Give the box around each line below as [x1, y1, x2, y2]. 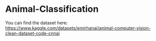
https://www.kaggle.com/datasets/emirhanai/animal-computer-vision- [5, 25, 151, 31]
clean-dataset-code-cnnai [5, 30, 60, 36]
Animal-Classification [5, 3, 99, 15]
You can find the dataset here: [5, 20, 68, 26]
